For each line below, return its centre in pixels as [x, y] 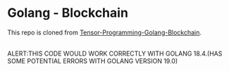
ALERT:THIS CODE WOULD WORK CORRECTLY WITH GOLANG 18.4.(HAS [115, 53]
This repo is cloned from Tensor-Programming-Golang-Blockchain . [105, 32]
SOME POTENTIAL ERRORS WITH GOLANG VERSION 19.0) [93, 60]
